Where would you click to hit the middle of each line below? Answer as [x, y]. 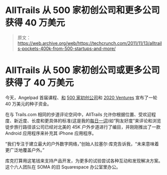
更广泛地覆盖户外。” [25, 150]
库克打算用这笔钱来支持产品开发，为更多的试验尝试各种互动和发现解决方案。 [84, 160]
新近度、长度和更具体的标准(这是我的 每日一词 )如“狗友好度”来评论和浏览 [87, 120]
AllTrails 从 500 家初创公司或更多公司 [82, 70]
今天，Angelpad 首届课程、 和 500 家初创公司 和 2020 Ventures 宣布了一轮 [81, 97]
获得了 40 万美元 [39, 83]
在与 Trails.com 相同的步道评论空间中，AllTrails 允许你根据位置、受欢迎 [78, 114]
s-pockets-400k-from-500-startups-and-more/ [66, 48]
